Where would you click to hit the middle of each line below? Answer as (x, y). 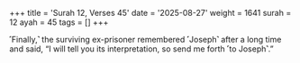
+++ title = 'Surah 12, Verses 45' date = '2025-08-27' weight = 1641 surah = (150, 13)
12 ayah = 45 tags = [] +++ (59, 22)
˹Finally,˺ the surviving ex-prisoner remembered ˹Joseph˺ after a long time (145, 39)
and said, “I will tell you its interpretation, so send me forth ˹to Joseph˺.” (141, 49)
